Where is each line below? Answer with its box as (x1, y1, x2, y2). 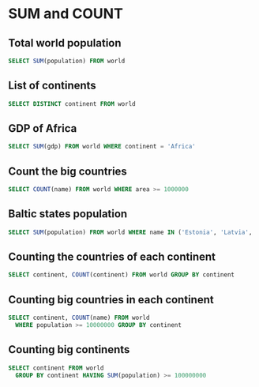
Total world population (8, 36, 122, 50)
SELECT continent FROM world (8, 364, 104, 372)
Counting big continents (8, 343, 130, 356)
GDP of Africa (8, 122, 77, 135)
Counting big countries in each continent (8, 293, 215, 306)
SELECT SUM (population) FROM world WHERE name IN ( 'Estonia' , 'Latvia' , (8, 228, 253, 236)
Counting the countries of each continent (8, 250, 216, 264)
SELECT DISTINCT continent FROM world (8, 100, 136, 107)
